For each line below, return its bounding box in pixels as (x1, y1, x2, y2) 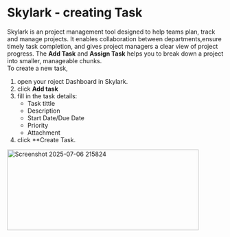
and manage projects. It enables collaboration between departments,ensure (7, 34, 222, 43)
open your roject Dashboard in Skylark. (16, 77, 128, 85)
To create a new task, (7, 64, 69, 72)
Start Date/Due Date (27, 113, 84, 122)
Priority (27, 121, 49, 129)
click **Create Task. (16, 135, 76, 144)
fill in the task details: (16, 91, 78, 100)
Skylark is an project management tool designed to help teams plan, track (7, 27, 216, 36)
